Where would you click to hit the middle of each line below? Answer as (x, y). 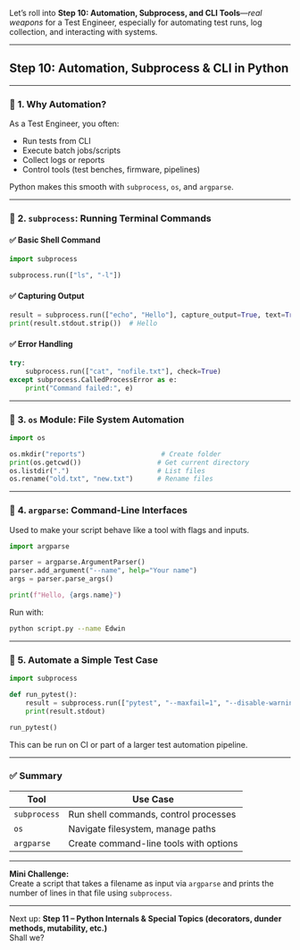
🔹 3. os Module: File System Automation (97, 420)
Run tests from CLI (56, 141)
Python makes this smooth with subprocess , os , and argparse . (121, 187)
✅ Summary (36, 776)
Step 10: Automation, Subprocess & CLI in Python (149, 68)
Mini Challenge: (39, 874)
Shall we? (27, 937)
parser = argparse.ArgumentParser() (77, 563)
